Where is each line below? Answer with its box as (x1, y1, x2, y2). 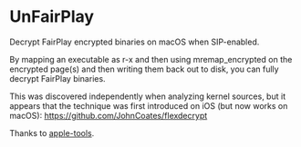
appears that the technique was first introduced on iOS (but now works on (9, 100, 288, 111)
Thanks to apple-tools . (9, 127, 95, 138)
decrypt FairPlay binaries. (9, 73, 107, 83)
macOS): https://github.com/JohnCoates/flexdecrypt (9, 110, 208, 121)
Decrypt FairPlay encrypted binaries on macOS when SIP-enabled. (9, 36, 260, 47)
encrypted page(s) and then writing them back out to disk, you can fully (9, 64, 280, 74)
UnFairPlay (9, 6, 94, 27)
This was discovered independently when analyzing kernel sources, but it (9, 91, 285, 102)
